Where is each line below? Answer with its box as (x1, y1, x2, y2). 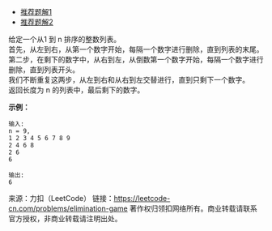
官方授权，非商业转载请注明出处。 (8, 214, 122, 223)
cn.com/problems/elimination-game (8, 203, 128, 213)
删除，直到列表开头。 (8, 65, 79, 75)
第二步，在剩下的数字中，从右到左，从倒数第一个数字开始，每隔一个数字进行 (8, 55, 264, 64)
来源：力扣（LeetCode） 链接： (8, 194, 115, 203)
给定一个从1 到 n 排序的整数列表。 (8, 35, 121, 44)
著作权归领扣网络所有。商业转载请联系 (129, 203, 257, 213)
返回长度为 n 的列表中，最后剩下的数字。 (8, 85, 145, 95)
